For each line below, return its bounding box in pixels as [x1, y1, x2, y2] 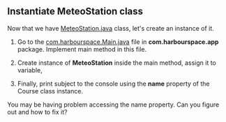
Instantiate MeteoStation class [7, 6, 144, 17]
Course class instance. [17, 86, 84, 95]
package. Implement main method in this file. [17, 45, 147, 53]
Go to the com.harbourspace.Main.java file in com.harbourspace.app [17, 38, 219, 46]
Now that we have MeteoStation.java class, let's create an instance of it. [7, 24, 214, 32]
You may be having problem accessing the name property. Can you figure [7, 100, 220, 109]
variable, [17, 66, 43, 74]
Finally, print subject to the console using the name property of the [17, 79, 210, 88]
